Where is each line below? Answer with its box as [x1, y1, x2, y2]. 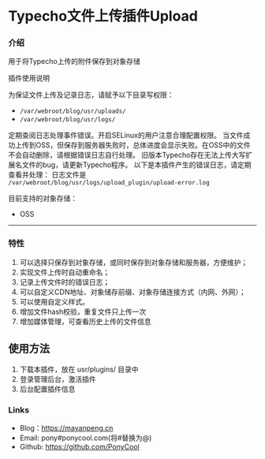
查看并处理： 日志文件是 [8, 170, 87, 180]
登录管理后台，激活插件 [19, 374, 96, 383]
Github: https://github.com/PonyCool [19, 442, 140, 451]
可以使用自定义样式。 [19, 297, 89, 306]
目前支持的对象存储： [8, 194, 77, 203]
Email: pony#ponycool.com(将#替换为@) [19, 433, 152, 442]
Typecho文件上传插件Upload [8, 7, 199, 25]
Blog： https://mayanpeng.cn [19, 423, 114, 432]
